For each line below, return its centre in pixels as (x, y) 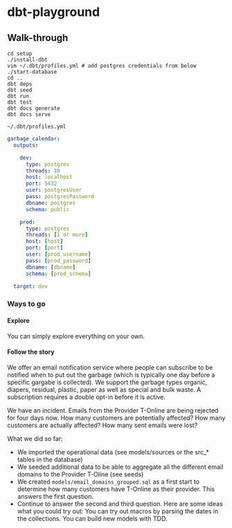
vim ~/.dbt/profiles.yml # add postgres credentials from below (102, 66)
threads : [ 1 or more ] (57, 235)
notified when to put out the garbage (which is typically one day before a (111, 374)
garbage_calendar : (34, 139)
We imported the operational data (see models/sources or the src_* (113, 452)
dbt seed (20, 90)
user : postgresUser (53, 190)
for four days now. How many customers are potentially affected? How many (116, 418)
